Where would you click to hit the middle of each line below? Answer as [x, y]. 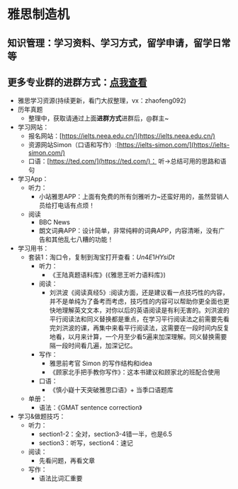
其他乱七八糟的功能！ [83, 240]
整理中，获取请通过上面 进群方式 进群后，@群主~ [98, 118]
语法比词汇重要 [61, 478]
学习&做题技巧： [41, 416]
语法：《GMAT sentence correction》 [90, 408]
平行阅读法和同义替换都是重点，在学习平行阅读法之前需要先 [136, 319]
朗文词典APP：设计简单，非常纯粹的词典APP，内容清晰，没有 [129, 231]
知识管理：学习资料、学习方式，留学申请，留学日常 [119, 43]
